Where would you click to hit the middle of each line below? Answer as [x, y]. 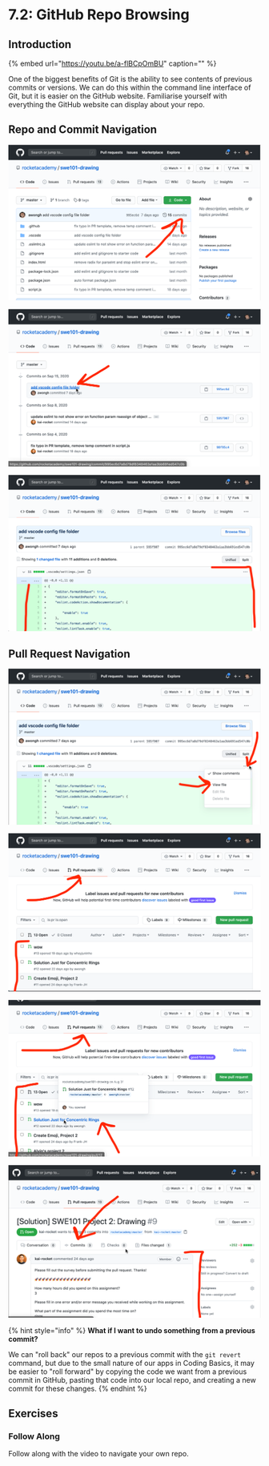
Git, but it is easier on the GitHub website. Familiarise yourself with [118, 96]
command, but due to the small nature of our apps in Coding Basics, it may [131, 1363]
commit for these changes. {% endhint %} [78, 1388]
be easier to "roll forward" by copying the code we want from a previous [128, 1372]
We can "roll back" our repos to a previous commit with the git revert [125, 1354]
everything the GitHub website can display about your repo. [107, 104]
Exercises [33, 1414]
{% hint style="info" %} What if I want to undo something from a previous [132, 1330]
